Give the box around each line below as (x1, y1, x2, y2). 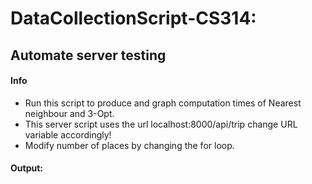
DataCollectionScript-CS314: (10, 7, 257, 30)
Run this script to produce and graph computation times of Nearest (24, 97, 302, 109)
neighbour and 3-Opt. (24, 107, 115, 119)
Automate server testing (10, 47, 167, 64)
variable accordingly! (24, 128, 112, 141)
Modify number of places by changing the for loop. (24, 139, 235, 151)
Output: (10, 162, 43, 174)
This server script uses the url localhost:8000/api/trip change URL (24, 118, 298, 130)
